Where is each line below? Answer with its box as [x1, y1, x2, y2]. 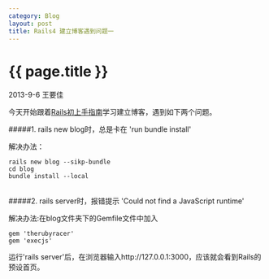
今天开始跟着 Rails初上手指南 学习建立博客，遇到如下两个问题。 [8, 107, 217, 117]
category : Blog [8, 11, 60, 20]
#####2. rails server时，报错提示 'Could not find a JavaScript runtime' [8, 196, 245, 206]
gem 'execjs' [8, 237, 53, 245]
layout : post [8, 20, 53, 28]
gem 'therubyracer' [8, 229, 75, 238]
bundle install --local [8, 172, 89, 181]
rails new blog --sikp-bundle [8, 158, 111, 167]
